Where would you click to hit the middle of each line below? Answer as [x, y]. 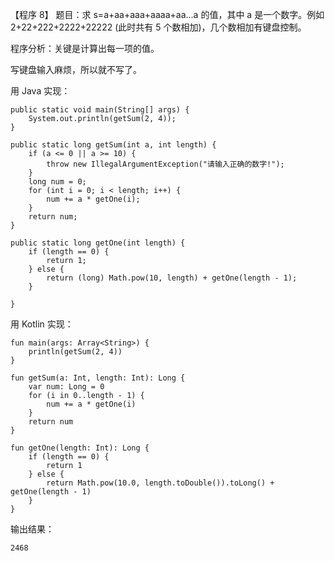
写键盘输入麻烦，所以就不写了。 [76, 69]
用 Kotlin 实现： [42, 324]
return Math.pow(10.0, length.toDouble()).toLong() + [160, 483]
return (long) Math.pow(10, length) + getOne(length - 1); [172, 278]
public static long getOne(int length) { [98, 243]
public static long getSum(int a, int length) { [113, 145]
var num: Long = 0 [66, 387]
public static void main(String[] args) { [100, 110]
